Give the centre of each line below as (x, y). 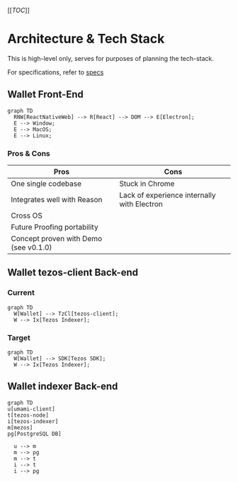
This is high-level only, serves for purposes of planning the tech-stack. (111, 58)
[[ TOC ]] (18, 10)
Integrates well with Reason (57, 200)
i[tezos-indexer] (33, 421)
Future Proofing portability (55, 228)
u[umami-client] (31, 409)
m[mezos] (20, 427)
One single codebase (46, 184)
